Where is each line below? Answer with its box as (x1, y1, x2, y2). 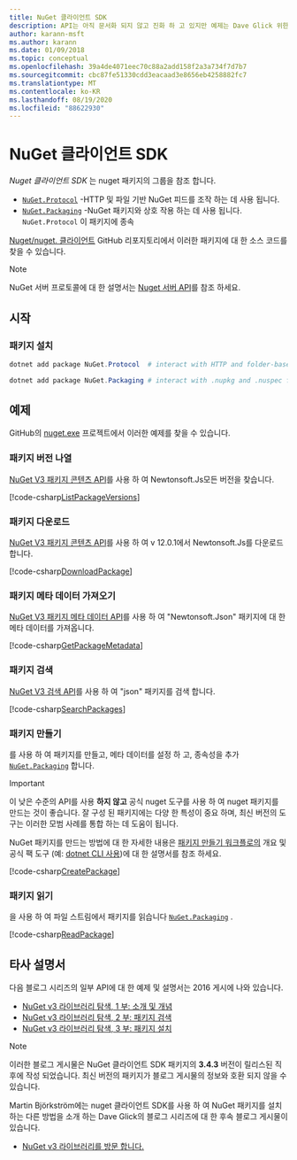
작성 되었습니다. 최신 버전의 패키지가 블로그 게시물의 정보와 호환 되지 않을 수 (25, 1071, 287, 1081)
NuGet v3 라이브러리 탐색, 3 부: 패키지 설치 (21, 1024, 172, 1034)
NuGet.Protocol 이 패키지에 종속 (21, 216, 135, 227)
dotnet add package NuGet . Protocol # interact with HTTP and (9, 360, 243, 368)
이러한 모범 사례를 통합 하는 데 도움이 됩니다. (25, 818, 179, 829)
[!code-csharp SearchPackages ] (9, 703, 126, 714)
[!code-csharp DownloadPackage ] (9, 566, 133, 576)
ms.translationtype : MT (9, 79, 97, 88)
